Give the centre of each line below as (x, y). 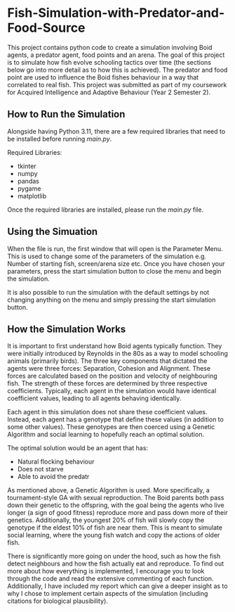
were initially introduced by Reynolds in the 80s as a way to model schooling (117, 354)
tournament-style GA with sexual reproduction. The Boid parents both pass (116, 498)
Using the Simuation (53, 232)
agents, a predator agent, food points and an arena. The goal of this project (116, 55)
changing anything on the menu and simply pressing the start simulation (112, 300)
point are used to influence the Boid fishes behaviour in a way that (103, 77)
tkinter (27, 166)
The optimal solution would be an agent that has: (78, 448)
